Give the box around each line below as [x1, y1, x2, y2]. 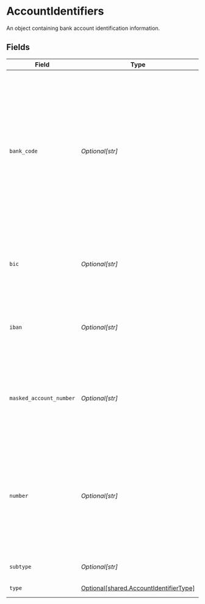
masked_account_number [9, 395, 75, 401]
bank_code [9, 148, 38, 154]
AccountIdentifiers [6, 4, 104, 18]
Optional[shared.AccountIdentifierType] [81, 584, 195, 592]
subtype [9, 563, 32, 570]
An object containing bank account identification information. [6, 24, 160, 32]
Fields [6, 42, 31, 52]
